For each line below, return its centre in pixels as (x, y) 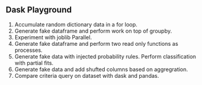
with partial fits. (34, 63)
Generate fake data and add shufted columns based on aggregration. (101, 69)
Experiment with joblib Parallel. (53, 37)
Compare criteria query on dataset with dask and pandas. (87, 75)
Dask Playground (39, 10)
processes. (29, 50)
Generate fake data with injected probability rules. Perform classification (105, 56)
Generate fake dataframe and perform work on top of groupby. (93, 31)
